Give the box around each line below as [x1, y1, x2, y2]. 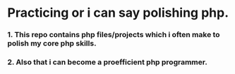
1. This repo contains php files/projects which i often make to [7, 30, 220, 40]
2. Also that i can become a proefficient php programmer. [7, 57, 208, 67]
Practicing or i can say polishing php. [7, 5, 229, 21]
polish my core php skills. [7, 38, 97, 48]
